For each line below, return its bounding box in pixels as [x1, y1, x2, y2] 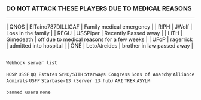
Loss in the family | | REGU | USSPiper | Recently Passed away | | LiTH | [6, 30, 183, 37]
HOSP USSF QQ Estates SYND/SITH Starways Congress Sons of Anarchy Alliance [6, 71, 195, 78]
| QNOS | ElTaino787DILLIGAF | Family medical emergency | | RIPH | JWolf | [6, 23, 193, 30]
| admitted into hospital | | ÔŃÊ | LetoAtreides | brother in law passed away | [6, 42, 193, 49]
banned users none [6, 89, 51, 96]
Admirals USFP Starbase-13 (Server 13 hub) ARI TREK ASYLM [6, 78, 151, 84]
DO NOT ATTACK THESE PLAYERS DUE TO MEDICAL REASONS [6, 4, 192, 12]
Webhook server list [6, 60, 58, 66]
